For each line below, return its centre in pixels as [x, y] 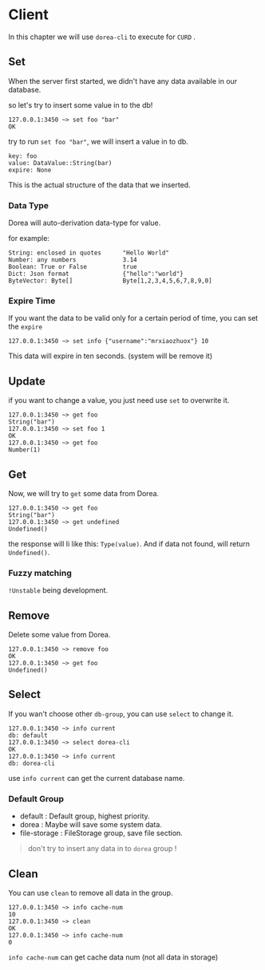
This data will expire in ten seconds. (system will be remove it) [111, 356]
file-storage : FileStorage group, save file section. [101, 833]
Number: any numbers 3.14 [73, 260]
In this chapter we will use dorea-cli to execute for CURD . [102, 37]
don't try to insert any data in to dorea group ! [102, 849]
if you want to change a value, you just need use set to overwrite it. [119, 400]
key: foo [23, 156]
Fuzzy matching [40, 573]
